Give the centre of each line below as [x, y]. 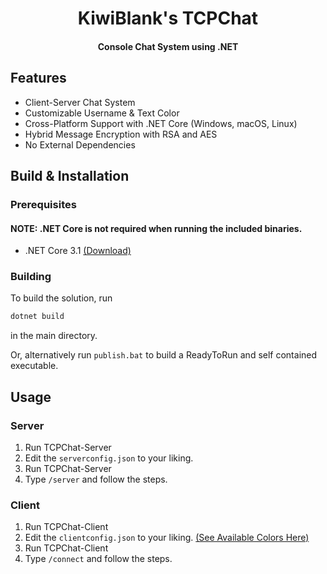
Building [31, 277]
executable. [34, 366]
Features [38, 78]
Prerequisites [43, 204]
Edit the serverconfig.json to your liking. [109, 458]
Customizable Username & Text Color [102, 113]
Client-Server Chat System [80, 102]
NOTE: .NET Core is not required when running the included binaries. [156, 228]
